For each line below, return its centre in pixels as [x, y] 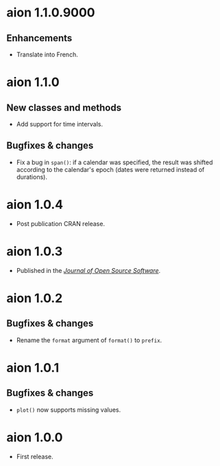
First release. [35, 456]
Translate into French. [47, 54]
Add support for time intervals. [60, 124]
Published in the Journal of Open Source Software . [88, 270]
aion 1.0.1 [33, 367]
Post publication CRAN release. [61, 223]
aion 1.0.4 [35, 205]
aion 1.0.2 [35, 298]
